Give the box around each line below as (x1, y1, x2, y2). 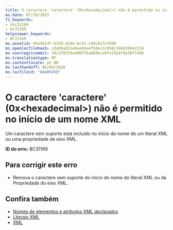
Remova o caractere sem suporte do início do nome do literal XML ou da (12, 174, 166, 180)
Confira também (5, 195, 59, 203)
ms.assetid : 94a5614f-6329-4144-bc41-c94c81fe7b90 (5, 41, 116, 46)
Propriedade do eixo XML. (12, 180, 68, 186)
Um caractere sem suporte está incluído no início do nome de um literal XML (5, 130, 168, 137)
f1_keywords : (5, 17, 33, 22)
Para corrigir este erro (5, 161, 78, 169)
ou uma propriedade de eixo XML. (5, 136, 78, 142)
